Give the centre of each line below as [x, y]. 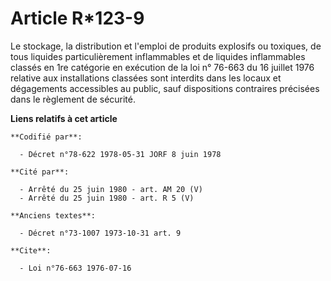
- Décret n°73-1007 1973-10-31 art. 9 [100, 233]
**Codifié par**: [46, 137]
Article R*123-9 [77, 18]
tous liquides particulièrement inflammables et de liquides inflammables [158, 56]
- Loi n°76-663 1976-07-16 [75, 268]
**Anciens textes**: [53, 215]
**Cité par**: [40, 172]
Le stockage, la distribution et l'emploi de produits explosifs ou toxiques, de [166, 46]
